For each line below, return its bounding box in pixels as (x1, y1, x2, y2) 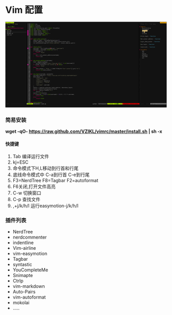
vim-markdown (12, 283, 45, 289)
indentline (12, 239, 34, 246)
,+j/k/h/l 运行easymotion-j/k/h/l (12, 203, 78, 209)
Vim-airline (12, 245, 36, 251)
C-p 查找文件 (12, 196, 40, 202)
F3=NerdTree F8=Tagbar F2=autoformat (12, 177, 99, 183)
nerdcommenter (12, 234, 47, 240)
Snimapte (12, 272, 33, 278)
